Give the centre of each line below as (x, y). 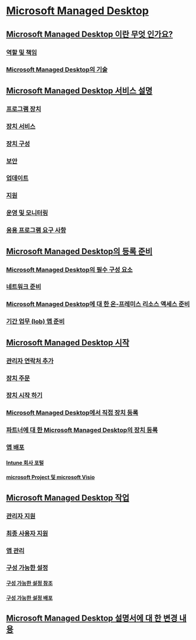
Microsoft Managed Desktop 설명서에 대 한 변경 (92, 618)
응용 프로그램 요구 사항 (36, 230)
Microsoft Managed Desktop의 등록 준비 (79, 251)
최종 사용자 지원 (27, 533)
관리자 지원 (21, 516)
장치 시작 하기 (24, 395)
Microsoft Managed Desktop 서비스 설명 (79, 91)
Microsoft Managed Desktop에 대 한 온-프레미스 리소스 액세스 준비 (98, 304)
